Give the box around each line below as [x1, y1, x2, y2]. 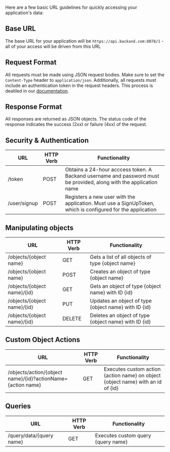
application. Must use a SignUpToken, [65, 200, 155, 207]
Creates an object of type [90, 268, 151, 275]
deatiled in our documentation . [5, 87, 69, 94]
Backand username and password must [65, 172, 159, 179]
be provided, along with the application [65, 179, 158, 186]
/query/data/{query [8, 432, 54, 439]
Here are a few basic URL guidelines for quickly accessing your [5, 5, 138, 10]
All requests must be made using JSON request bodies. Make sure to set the [5, 71, 164, 78]
